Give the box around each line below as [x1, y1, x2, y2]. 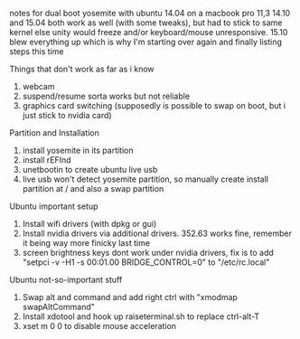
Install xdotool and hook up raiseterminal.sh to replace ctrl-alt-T [22, 311, 260, 322]
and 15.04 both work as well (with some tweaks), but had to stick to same [9, 17, 283, 28]
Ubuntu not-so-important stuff [9, 275, 123, 285]
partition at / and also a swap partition [22, 184, 164, 193]
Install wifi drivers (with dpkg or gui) [22, 219, 157, 229]
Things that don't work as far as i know [9, 63, 155, 74]
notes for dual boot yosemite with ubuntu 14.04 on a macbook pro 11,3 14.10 [9, 8, 291, 18]
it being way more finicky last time [22, 238, 151, 248]
